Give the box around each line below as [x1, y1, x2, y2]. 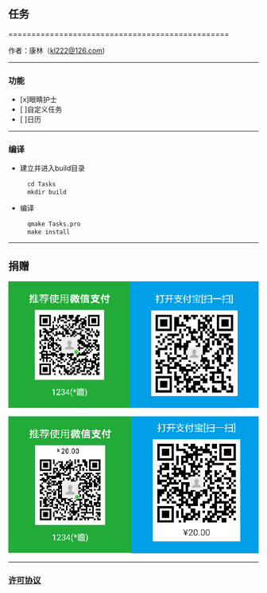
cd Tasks [27, 180, 56, 189]
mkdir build [27, 188, 67, 197]
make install [27, 228, 71, 237]
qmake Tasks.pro [27, 220, 81, 229]
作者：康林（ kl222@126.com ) [8, 45, 106, 55]
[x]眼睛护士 [19, 95, 57, 104]
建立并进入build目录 [19, 163, 86, 173]
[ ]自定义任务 [19, 104, 62, 114]
